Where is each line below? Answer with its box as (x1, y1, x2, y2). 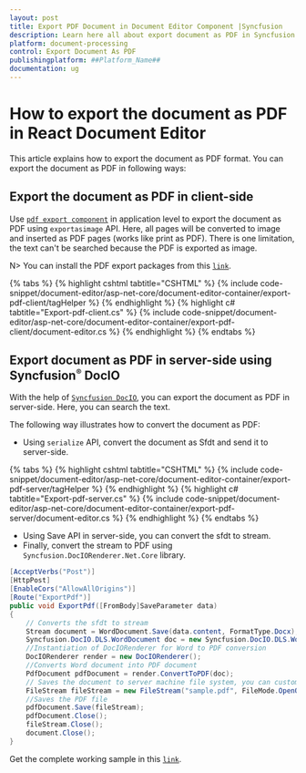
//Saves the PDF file (25, 695, 107, 704)
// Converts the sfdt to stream (25, 618, 148, 627)
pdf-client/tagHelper (9, 297, 87, 308)
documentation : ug (9, 65, 79, 74)
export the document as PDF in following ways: (9, 162, 187, 173)
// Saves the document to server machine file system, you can (25, 677, 271, 686)
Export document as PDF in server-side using (9, 353, 272, 368)
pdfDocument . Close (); (25, 712, 107, 721)
